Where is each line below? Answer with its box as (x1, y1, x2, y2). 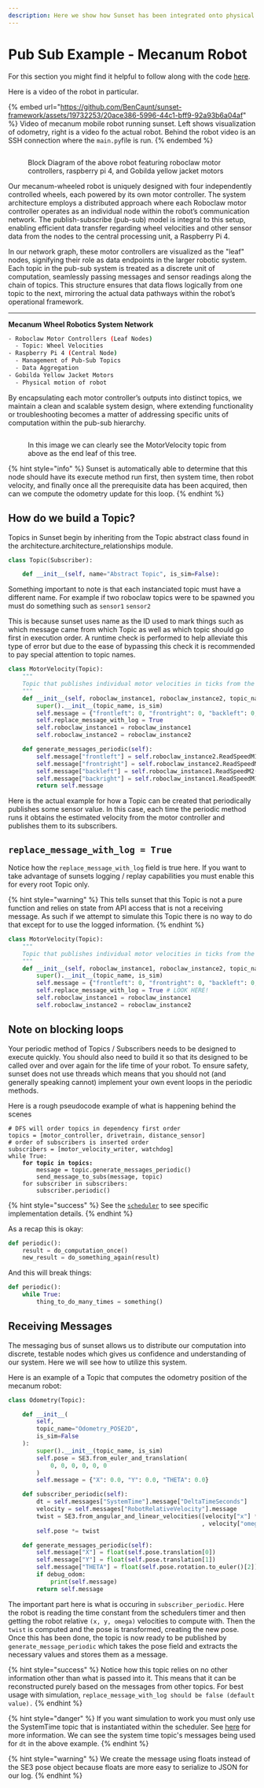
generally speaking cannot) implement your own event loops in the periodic (8, 1077, 253, 1086)
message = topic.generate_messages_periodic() (36, 1166, 192, 1174)
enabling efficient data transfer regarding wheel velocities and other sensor (8, 223, 252, 232)
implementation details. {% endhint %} (8, 1209, 134, 1218)
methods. (8, 1086, 39, 1095)
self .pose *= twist (36, 1527, 101, 1535)
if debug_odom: (36, 1571, 86, 1579)
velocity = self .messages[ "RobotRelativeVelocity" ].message (36, 1505, 237, 1513)
